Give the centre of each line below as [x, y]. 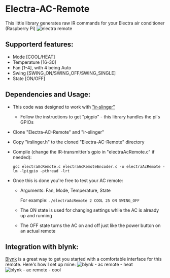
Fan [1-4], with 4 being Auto [42, 67]
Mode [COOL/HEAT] [34, 57]
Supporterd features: [39, 45]
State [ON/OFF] [29, 78]
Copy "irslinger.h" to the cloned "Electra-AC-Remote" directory [78, 142]
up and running [36, 215]
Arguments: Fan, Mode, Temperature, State [65, 190]
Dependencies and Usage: [48, 95]
